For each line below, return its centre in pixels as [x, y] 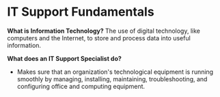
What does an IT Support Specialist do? [64, 58]
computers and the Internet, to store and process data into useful [99, 38]
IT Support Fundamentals [81, 12]
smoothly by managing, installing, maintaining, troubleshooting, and [112, 79]
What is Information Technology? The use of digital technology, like [104, 31]
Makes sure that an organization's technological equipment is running [115, 72]
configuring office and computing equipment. [81, 86]
